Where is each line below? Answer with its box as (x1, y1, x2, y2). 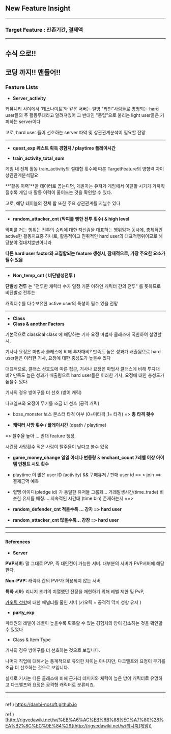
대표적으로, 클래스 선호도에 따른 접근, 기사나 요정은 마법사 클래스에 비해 (5, 366, 147, 372)
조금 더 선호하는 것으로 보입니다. (5, 665, 70, 671)
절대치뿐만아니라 (18, 239, 52, 246)
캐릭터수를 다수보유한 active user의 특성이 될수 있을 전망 (5, 301, 118, 307)
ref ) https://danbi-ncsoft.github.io (5, 701, 77, 707)
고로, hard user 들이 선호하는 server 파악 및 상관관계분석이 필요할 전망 (5, 130, 146, 136)
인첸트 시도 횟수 (17, 461, 49, 467)
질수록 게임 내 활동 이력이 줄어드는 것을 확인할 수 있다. (5, 189, 112, 195)
